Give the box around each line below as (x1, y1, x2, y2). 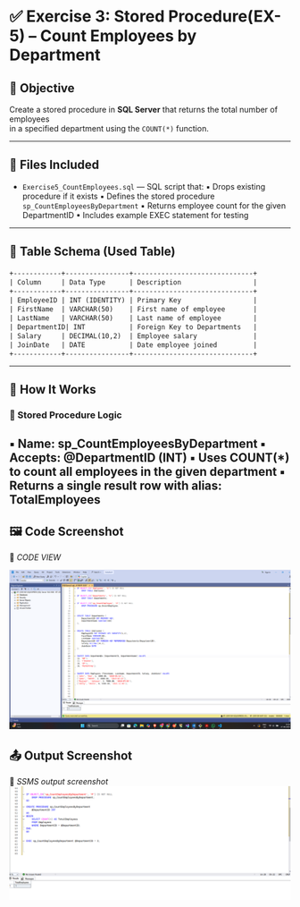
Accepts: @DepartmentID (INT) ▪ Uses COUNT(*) (9, 450, 290, 466)
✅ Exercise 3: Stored (9, 6, 165, 27)
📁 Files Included (9, 157, 100, 173)
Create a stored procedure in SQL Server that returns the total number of (9, 105, 279, 114)
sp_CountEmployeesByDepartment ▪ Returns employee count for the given (21, 199, 287, 211)
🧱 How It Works (9, 382, 96, 397)
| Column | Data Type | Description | (9, 277, 257, 287)
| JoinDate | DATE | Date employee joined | (9, 340, 257, 350)
